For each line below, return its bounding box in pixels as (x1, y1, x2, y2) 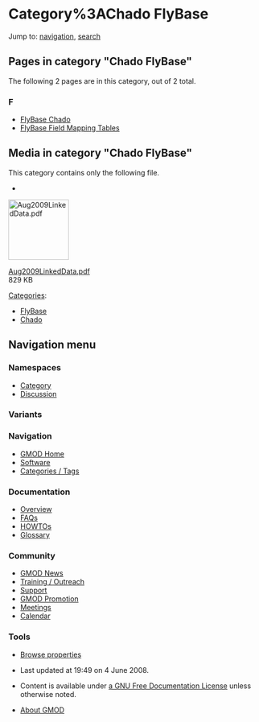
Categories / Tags (19, 466, 80, 476)
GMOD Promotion (19, 594, 79, 604)
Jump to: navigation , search (8, 31, 101, 41)
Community (8, 550, 55, 561)
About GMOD (19, 705, 65, 715)
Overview (19, 505, 52, 514)
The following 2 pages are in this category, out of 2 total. (8, 76, 196, 85)
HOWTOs (19, 522, 52, 531)
